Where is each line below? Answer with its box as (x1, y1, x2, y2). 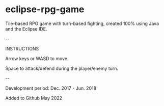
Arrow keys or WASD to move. (5, 55, 69, 62)
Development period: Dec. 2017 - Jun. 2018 (5, 85, 97, 91)
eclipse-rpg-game (5, 4, 85, 15)
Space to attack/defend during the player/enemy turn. (5, 65, 119, 71)
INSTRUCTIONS (5, 45, 39, 51)
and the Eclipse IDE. (5, 25, 47, 32)
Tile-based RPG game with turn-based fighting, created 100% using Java (5, 20, 159, 26)
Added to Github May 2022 (5, 95, 63, 101)
